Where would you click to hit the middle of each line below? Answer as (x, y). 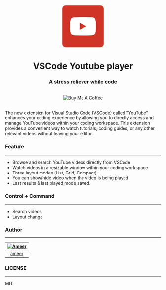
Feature (15, 147)
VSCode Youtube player (83, 66)
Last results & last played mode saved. (51, 183)
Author (14, 230)
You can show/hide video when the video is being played (70, 178)
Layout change (27, 217)
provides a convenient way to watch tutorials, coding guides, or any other (80, 128)
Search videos (27, 212)
